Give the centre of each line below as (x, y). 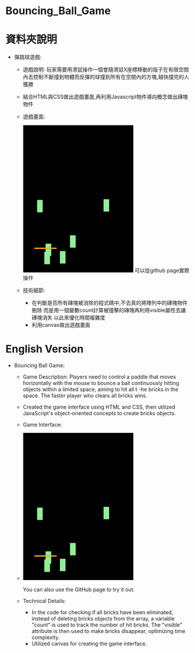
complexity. (46, 638)
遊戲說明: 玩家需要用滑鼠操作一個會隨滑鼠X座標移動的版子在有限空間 (106, 69)
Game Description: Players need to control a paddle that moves (99, 377)
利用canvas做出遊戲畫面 (61, 325)
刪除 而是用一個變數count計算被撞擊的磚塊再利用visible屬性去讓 (109, 310)
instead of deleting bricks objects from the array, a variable (103, 619)
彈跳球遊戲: (28, 57)
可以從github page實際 (162, 271)
